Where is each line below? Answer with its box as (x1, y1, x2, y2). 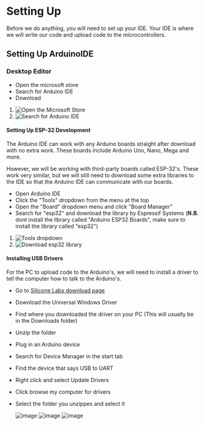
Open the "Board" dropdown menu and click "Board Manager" (15, 203, 173, 210)
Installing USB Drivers (6, 255, 63, 262)
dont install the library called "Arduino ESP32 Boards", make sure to (15, 216, 185, 223)
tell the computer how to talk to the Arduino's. (6, 275, 122, 282)
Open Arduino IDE (15, 190, 61, 197)
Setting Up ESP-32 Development (6, 127, 91, 134)
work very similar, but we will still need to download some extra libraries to (6, 171, 194, 179)
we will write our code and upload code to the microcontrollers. (6, 31, 166, 38)
